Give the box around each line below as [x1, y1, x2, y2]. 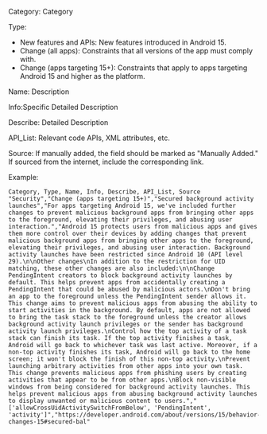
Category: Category [8, 7, 74, 16]
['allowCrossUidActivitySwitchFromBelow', [8, 404, 151, 412]
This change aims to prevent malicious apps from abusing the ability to [8, 299, 258, 307]
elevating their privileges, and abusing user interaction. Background [8, 244, 250, 252]
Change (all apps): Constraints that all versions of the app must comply [19, 46, 253, 55]
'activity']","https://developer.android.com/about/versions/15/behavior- [8, 411, 261, 419]
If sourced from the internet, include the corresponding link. [8, 157, 204, 166]
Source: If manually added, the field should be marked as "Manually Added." [8, 149, 258, 158]
